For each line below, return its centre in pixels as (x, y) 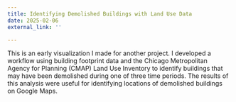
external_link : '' (34, 27)
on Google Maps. (33, 91)
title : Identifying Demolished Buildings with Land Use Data (100, 14)
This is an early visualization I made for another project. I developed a (109, 53)
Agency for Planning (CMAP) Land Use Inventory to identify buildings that (115, 69)
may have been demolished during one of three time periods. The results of (118, 76)
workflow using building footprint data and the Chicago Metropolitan (108, 61)
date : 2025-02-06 (33, 21)
